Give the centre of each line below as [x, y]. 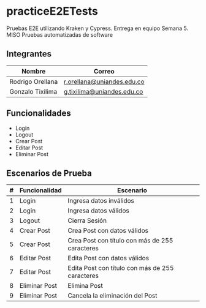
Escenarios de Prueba [49, 173]
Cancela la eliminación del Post [113, 296]
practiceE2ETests [52, 11]
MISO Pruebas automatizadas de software [60, 34]
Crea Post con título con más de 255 [120, 241]
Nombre [33, 71]
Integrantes [29, 54]
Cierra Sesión [87, 220]
